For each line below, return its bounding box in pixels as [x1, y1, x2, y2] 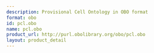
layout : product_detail [6, 37, 67, 43]
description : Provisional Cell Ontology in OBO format [6, 9, 149, 15]
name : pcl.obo [6, 26, 43, 32]
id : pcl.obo [6, 20, 37, 26]
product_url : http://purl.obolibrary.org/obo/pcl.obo [6, 32, 146, 38]
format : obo [6, 15, 37, 21]
